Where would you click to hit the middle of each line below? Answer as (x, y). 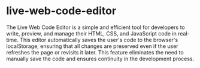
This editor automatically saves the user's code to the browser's (99, 40)
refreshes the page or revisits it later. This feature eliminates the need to (95, 52)
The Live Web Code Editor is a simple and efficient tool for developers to (96, 27)
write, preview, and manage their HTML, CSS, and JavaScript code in (91, 33)
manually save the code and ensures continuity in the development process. (100, 59)
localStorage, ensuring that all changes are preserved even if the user (92, 46)
